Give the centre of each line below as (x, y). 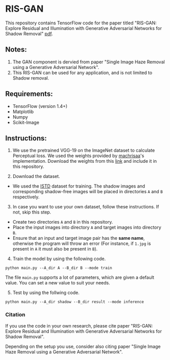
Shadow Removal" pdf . (29, 33)
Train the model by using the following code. (59, 259)
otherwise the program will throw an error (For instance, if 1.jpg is (82, 243)
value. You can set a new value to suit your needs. (58, 283)
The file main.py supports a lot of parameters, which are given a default (80, 277)
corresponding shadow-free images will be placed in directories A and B (88, 192)
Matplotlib (23, 112)
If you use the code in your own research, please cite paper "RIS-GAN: (79, 326)
